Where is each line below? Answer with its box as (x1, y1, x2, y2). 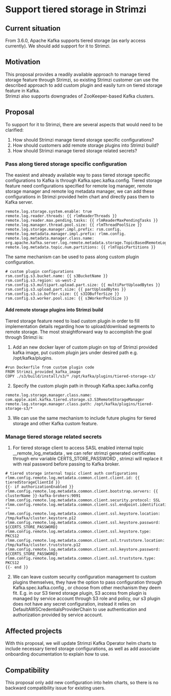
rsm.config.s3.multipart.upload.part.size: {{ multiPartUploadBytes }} (5, 282, 160, 287)
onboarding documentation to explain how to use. (5, 651, 109, 657)
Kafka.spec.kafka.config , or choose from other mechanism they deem (12, 585, 161, 591)
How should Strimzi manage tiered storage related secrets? (12, 147, 137, 154)
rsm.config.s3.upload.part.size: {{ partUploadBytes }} (5, 287, 126, 292)
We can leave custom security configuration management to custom (12, 574, 156, 580)
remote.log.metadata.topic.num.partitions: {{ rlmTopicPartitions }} (5, 244, 156, 250)
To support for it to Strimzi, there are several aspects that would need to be (5, 121, 163, 127)
